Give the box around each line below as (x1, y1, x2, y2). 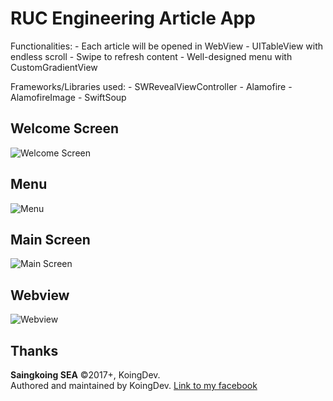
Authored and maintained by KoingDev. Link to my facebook (10, 380, 258, 391)
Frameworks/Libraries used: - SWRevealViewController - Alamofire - (10, 80, 293, 92)
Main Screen (10, 231, 91, 248)
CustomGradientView (10, 61, 98, 73)
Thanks (10, 342, 59, 359)
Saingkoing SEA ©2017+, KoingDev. (10, 369, 161, 381)
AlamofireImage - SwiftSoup (10, 91, 127, 103)
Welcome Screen (10, 120, 120, 137)
